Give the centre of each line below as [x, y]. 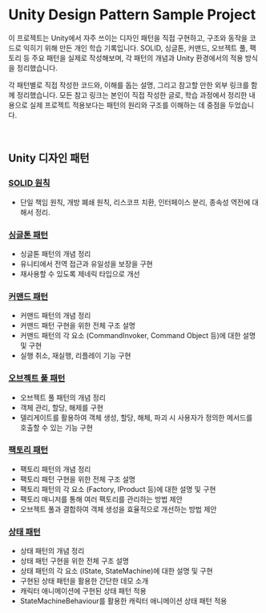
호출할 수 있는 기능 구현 [56, 427]
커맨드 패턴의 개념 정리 [55, 316]
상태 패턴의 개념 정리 [52, 551]
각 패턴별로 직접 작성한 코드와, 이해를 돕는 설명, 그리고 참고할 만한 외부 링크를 [129, 85]
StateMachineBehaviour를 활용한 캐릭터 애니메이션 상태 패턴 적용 [123, 601]
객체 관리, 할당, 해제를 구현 [62, 407]
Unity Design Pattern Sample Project [132, 15]
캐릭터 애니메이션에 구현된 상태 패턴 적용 [83, 591]
